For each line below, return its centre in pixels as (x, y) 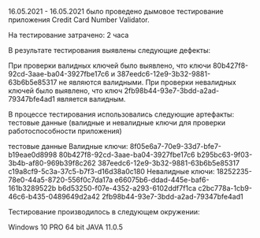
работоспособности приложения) (65, 131)
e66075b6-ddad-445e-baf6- (162, 180)
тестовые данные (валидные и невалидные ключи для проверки (117, 123)
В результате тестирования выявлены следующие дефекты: (110, 50)
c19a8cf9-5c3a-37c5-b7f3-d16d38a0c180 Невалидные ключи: (111, 171)
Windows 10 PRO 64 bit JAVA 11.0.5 (66, 227)
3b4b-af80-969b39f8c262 (52, 163)
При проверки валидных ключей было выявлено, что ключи (110, 65)
